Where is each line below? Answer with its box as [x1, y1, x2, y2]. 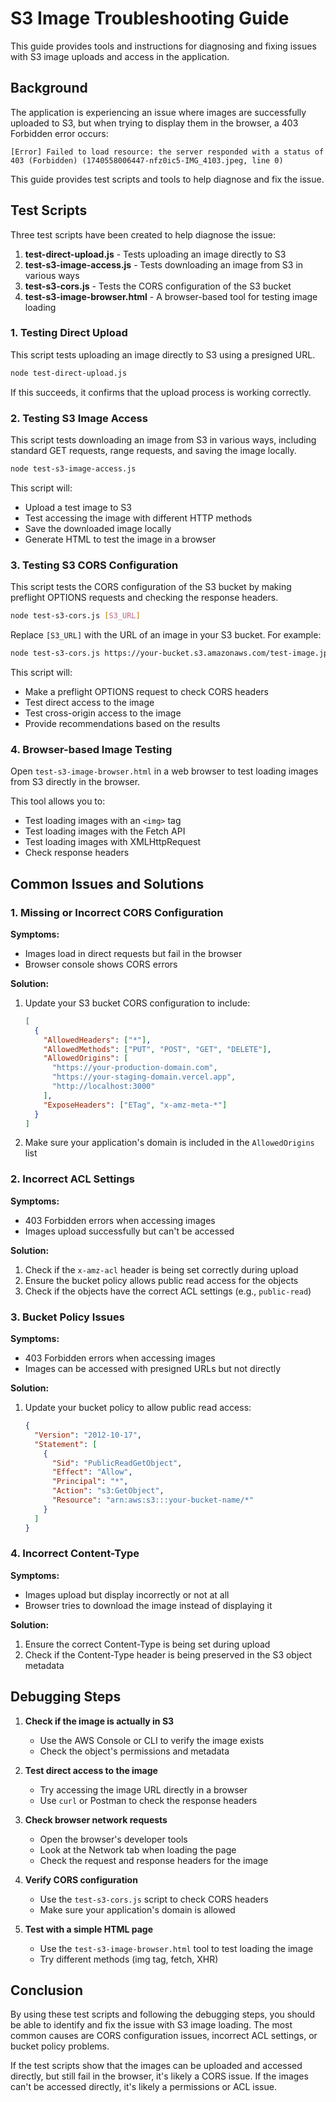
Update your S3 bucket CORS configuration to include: [24, 997, 251, 1009]
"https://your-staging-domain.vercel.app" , [51, 1072, 237, 1082]
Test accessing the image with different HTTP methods [24, 512, 253, 524]
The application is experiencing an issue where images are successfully [10, 106, 307, 118]
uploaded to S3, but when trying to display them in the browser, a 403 [10, 117, 299, 129]
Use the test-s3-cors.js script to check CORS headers [39, 1893, 269, 1905]
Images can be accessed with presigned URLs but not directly [24, 1363, 282, 1375]
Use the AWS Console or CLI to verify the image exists [39, 1734, 265, 1746]
